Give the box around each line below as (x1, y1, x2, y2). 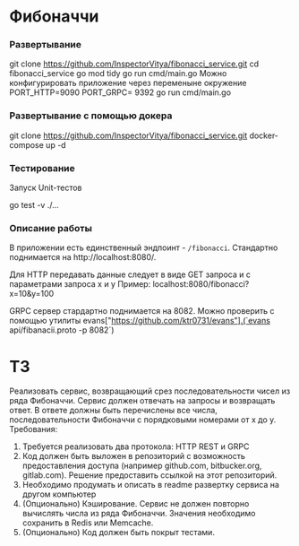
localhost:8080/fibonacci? (152, 279, 250, 290)
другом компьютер (21, 489, 97, 499)
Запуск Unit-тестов (9, 182, 82, 194)
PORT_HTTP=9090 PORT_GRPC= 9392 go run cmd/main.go (9, 87, 231, 98)
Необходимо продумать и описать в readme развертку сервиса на (21, 480, 280, 490)
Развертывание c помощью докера (9, 109, 173, 122)
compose (9, 139, 45, 150)
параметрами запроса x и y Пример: (9, 279, 151, 290)
